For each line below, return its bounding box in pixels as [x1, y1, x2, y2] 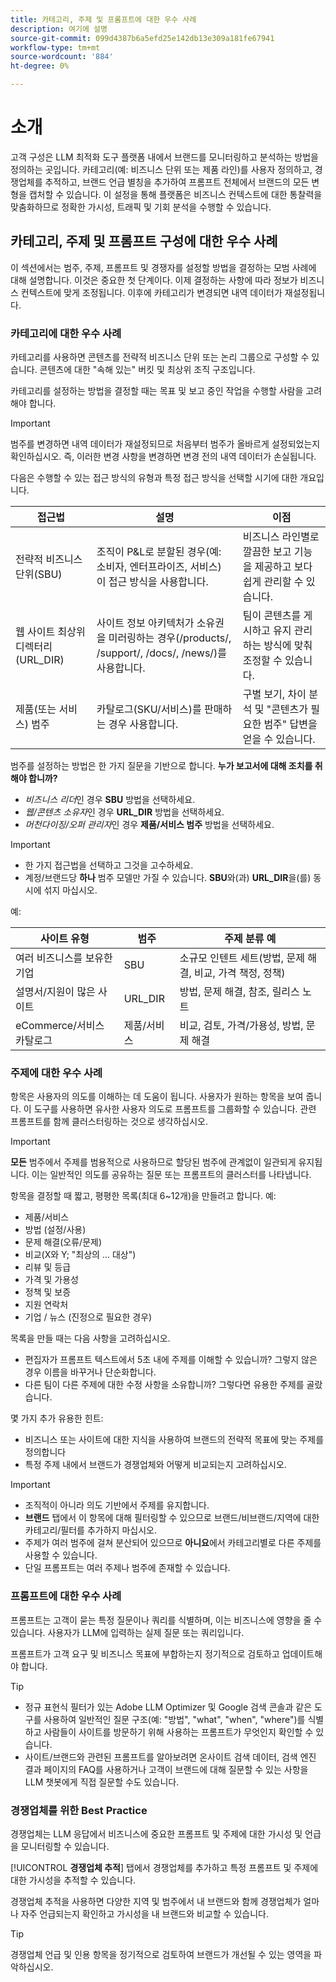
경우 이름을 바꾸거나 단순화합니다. [24, 1366, 157, 1378]
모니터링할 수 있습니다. [20, 1840, 110, 1852]
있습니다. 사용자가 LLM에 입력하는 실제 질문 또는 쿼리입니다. [10, 1626, 245, 1638]
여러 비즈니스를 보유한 [15, 951, 113, 965]
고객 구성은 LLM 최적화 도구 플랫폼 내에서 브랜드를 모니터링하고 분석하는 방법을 [10, 151, 319, 163]
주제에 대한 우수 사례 [10, 1066, 103, 1080]
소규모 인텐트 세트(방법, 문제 [179, 951, 305, 965]
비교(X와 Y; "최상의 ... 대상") [24, 1249, 137, 1261]
